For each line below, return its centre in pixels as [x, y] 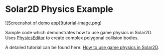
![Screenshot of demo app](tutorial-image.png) [54, 23]
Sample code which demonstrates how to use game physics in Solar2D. [79, 32]
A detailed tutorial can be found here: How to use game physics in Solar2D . [82, 47]
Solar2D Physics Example [59, 9]
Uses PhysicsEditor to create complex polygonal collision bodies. [72, 38]
